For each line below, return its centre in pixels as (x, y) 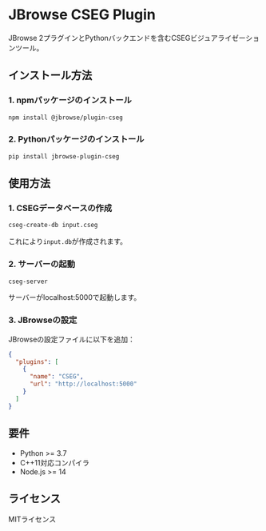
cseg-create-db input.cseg (53, 226)
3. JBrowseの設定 (43, 320)
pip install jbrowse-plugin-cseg (64, 156)
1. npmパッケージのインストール (70, 100)
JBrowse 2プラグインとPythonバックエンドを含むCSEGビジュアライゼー (127, 38)
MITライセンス (32, 519)
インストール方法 (50, 76)
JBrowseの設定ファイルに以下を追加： (72, 339)
